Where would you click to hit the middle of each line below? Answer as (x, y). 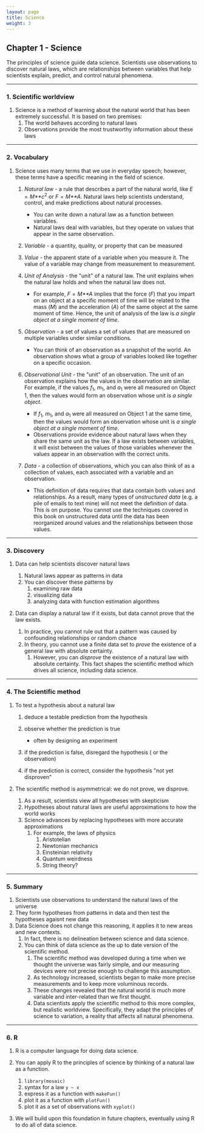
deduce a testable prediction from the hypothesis (86, 717)
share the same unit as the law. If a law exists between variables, (114, 441)
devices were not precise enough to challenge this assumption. (112, 971)
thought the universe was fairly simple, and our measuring (106, 964)
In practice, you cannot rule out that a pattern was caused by (100, 632)
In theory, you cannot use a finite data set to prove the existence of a (110, 645)
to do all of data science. (46, 1125)
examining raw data (58, 589)
